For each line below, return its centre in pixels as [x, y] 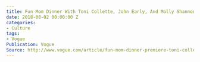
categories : [21, 22]
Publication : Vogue [30, 45]
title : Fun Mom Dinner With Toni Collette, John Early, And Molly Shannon [101, 12]
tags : [13, 34]
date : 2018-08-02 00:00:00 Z [42, 17]
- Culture [18, 28]
